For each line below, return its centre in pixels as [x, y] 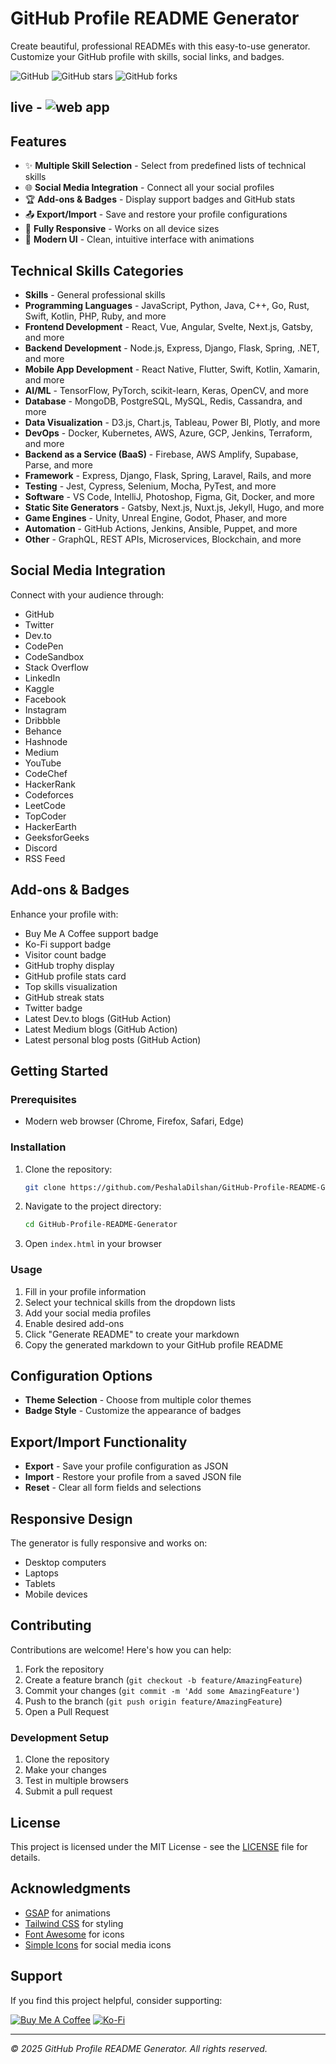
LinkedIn [42, 678]
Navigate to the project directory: [93, 1206]
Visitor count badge [65, 954]
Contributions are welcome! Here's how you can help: [121, 1649]
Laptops [41, 1573]
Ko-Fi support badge [68, 944]
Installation [38, 1147]
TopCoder [45, 816]
